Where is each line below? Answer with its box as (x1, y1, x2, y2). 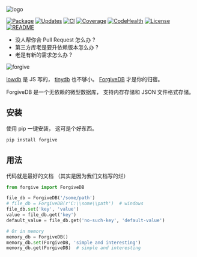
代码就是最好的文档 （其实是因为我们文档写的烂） (6, 172, 129, 179)
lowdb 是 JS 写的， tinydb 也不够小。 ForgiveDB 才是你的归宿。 (6, 76, 163, 82)
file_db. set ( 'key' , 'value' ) (6, 206, 79, 212)
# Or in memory (6, 228, 44, 234)
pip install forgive (6, 137, 58, 143)
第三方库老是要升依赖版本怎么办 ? (14, 44, 98, 51)
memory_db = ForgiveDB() (6, 234, 68, 240)
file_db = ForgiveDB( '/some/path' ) (6, 195, 95, 201)
